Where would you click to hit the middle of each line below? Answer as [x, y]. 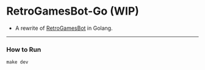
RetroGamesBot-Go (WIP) [73, 11]
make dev [17, 62]
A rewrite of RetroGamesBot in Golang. [64, 28]
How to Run [24, 49]
